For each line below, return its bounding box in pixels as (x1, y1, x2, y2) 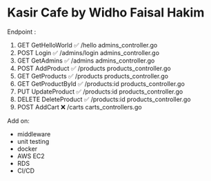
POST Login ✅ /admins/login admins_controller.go (17, 48, 160, 56)
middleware (17, 129, 51, 138)
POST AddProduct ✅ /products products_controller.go (17, 64, 171, 72)
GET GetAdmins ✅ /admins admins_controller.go (17, 56, 155, 65)
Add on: (7, 116, 30, 125)
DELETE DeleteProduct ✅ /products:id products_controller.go (17, 95, 191, 103)
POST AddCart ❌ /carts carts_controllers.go (17, 103, 143, 111)
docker (17, 145, 38, 153)
